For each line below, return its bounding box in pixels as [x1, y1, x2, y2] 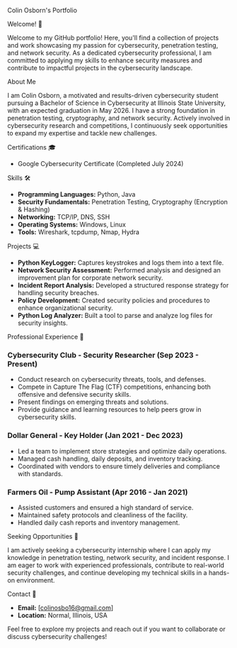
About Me [7, 77, 37, 86]
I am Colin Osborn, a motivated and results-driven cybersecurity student [7, 92, 219, 99]
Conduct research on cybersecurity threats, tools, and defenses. [17, 375, 207, 384]
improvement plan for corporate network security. [17, 273, 163, 282]
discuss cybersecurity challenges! [7, 632, 108, 641]
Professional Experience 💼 [7, 333, 84, 341]
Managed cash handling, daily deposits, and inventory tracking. [17, 454, 203, 463]
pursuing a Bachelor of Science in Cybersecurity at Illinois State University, [7, 99, 226, 107]
